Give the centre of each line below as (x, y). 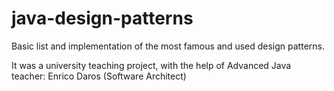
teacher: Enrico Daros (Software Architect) (99, 76)
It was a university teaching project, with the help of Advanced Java (151, 65)
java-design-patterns (102, 18)
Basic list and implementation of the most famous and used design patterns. (168, 46)
